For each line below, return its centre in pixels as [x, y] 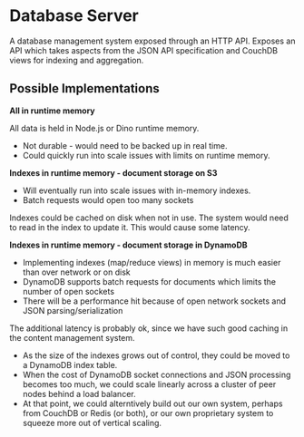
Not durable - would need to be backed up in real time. [125, 145]
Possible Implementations [85, 88]
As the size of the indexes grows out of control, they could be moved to [156, 355]
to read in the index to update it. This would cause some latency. [130, 227]
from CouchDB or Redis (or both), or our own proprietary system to [148, 413]
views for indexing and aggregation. [77, 60]
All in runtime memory [52, 111]
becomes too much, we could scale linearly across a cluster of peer [149, 384]
